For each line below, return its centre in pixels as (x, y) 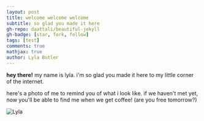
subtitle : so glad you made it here (53, 23)
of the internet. (25, 81)
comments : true (26, 46)
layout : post (23, 12)
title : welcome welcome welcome (47, 18)
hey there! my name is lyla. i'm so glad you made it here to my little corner (100, 75)
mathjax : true (25, 52)
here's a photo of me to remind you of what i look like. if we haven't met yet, (102, 93)
